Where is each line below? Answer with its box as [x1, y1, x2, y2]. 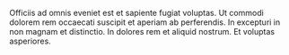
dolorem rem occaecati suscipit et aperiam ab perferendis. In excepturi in [9, 17, 281, 27]
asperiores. [9, 35, 51, 46]
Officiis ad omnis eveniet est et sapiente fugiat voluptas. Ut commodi [9, 8, 265, 18]
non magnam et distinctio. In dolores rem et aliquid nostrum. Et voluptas [9, 27, 276, 36]
